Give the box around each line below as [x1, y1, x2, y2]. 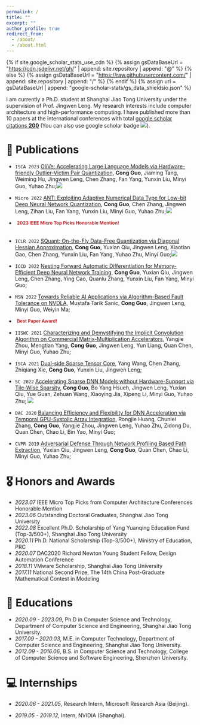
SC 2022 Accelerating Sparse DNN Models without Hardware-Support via [14, 377, 194, 385]
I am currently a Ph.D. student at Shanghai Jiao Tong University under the [6, 95, 187, 102]
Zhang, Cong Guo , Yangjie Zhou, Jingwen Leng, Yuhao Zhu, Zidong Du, [14, 422, 192, 429]
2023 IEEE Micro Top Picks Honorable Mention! [17, 219, 119, 226]
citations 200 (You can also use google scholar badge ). [6, 122, 150, 129]
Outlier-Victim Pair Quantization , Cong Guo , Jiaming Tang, [35, 169, 179, 176]
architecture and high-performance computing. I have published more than [6, 108, 191, 116]
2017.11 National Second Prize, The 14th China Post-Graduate [14, 569, 165, 576]
